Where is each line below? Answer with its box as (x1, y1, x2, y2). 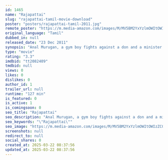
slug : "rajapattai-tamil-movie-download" (5, 17, 93, 22)
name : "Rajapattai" (5, 12, 46, 17)
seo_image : (5, 124, 28, 129)
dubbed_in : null (5, 36, 39, 41)
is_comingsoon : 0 (5, 105, 41, 110)
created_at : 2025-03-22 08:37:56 (5, 142, 75, 148)
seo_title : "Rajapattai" (5, 110, 57, 115)
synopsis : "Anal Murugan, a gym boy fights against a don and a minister (5, 45, 162, 50)
